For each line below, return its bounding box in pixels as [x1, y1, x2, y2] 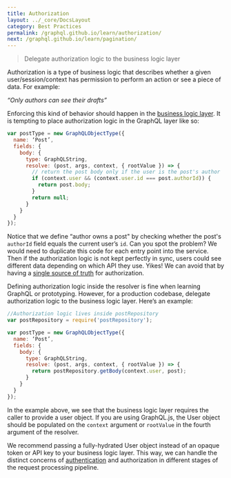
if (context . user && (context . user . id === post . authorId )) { [32, 175, 212, 182]
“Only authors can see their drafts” [7, 96, 108, 104]
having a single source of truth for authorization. [7, 269, 145, 277]
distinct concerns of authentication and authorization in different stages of [7, 456, 219, 464]
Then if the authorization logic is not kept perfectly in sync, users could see [7, 255, 222, 263]
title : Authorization [7, 10, 70, 17]
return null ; [32, 194, 70, 201]
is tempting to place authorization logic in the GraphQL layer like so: [7, 117, 200, 125]
